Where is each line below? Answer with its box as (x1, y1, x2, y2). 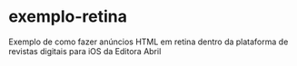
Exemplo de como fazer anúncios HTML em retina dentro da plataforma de (8, 36, 289, 47)
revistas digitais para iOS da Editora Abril (8, 45, 162, 56)
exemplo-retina (8, 6, 128, 27)
